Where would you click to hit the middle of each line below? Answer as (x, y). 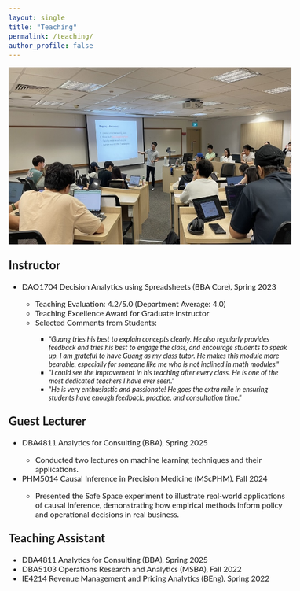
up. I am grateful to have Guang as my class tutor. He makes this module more (164, 356)
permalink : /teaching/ (51, 37)
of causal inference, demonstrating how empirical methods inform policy (159, 504)
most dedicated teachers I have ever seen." (111, 381)
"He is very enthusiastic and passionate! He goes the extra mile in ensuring (158, 389)
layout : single (37, 18)
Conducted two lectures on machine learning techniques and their (148, 459)
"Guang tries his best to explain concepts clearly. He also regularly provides (159, 339)
